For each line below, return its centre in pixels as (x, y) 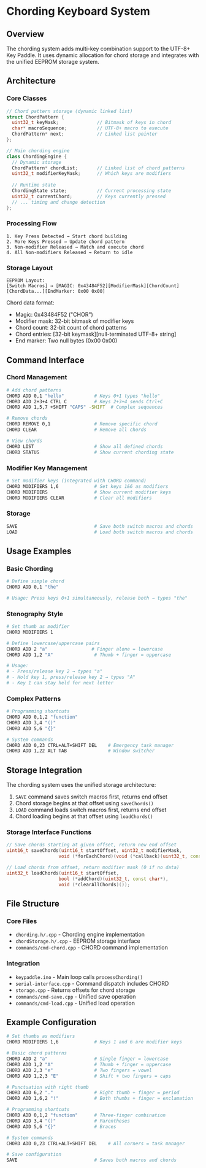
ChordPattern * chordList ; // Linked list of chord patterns (98, 168)
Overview (25, 34)
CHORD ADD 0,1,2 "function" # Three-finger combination (86, 1115)
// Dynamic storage (37, 162)
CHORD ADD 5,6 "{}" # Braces (61, 1127)
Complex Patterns (34, 698)
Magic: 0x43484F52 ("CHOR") (54, 315)
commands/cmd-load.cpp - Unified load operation (75, 1003)
